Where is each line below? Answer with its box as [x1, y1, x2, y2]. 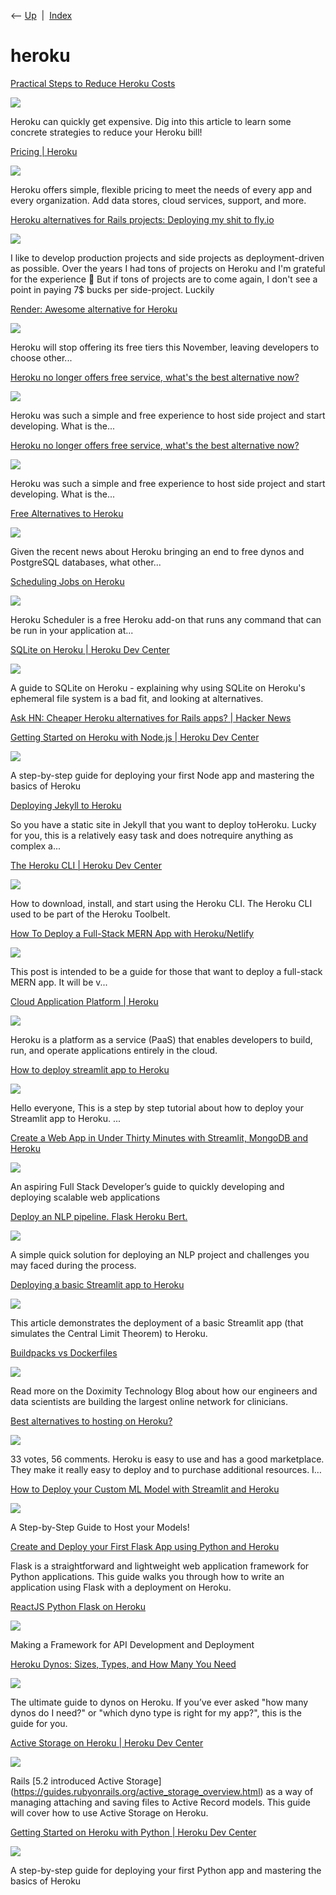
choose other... [10, 351, 73, 364]
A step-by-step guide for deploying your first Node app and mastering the [10, 769, 315, 781]
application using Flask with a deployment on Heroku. [10, 1581, 232, 1593]
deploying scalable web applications [10, 1191, 161, 1203]
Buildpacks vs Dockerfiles [10, 1346, 118, 1359]
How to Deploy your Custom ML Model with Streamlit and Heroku [10, 1483, 280, 1495]
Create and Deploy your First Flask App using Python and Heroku [10, 1540, 280, 1552]
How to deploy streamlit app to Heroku [10, 1063, 170, 1075]
